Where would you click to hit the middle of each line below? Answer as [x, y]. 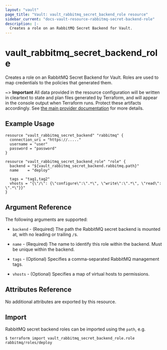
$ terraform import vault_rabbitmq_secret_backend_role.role [70, 339]
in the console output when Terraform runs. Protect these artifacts [73, 103]
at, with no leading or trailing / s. [45, 234]
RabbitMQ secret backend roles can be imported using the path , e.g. [76, 329]
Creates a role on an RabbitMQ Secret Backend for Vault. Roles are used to [82, 77]
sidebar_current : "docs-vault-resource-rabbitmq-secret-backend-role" [80, 19]
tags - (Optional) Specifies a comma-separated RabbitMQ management [86, 259]
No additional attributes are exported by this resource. [61, 302]
